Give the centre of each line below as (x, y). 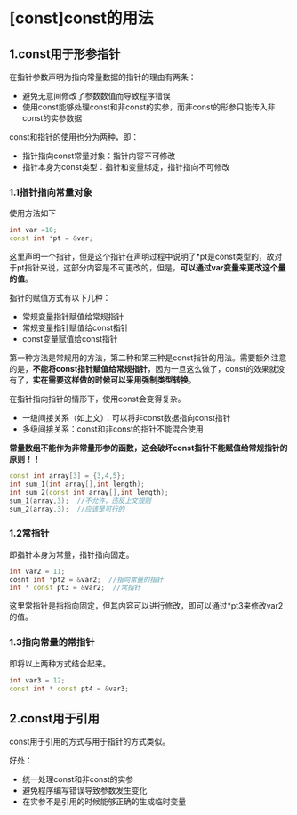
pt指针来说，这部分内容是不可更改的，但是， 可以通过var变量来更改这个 (147, 268)
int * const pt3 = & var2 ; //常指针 (75, 588)
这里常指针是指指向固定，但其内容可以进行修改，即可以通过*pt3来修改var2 (146, 606)
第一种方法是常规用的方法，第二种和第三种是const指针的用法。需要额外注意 (148, 358)
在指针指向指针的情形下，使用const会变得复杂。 (97, 399)
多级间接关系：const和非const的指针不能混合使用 (113, 429)
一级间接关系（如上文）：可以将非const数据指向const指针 (126, 418)
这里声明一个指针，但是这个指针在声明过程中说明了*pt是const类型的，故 (142, 257)
